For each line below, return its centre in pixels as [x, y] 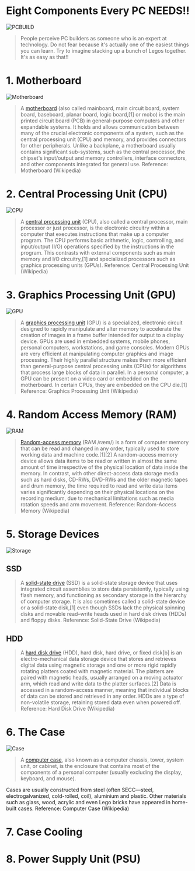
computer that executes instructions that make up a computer [95, 234]
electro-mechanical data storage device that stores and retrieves [98, 659]
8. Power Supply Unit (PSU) [74, 859]
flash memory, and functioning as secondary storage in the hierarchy [103, 595]
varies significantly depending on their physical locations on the [97, 492]
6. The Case [36, 732]
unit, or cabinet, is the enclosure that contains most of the [90, 766]
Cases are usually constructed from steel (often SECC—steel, [80, 790]
